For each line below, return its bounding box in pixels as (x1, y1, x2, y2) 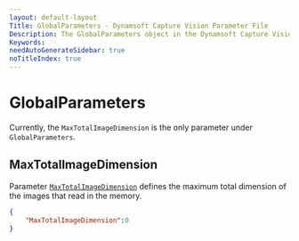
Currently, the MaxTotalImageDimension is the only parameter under (9, 122, 254, 133)
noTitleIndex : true (9, 54, 82, 63)
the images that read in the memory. (9, 190, 142, 201)
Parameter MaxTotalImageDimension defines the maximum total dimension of (9, 181, 287, 191)
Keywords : (9, 37, 46, 47)
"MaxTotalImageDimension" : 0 (25, 215, 129, 225)
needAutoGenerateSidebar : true (9, 46, 125, 55)
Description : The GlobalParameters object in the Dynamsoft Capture (9, 29, 269, 38)
